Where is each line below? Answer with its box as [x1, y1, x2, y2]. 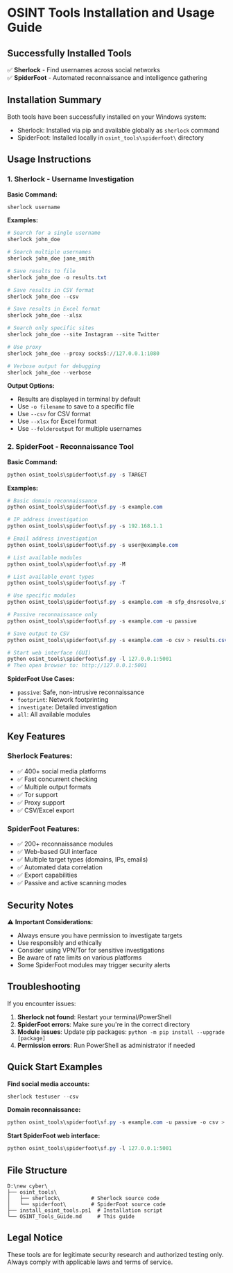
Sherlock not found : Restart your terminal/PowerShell [17, 1012, 172, 1021]
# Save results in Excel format [7, 306, 101, 313]
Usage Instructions [7, 154, 92, 165]
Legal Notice [7, 1232, 63, 1244]
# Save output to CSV [7, 630, 70, 637]
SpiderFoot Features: [7, 823, 80, 833]
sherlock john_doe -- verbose [7, 369, 92, 376]
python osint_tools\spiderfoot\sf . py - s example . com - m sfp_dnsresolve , [7, 599, 222, 606]
